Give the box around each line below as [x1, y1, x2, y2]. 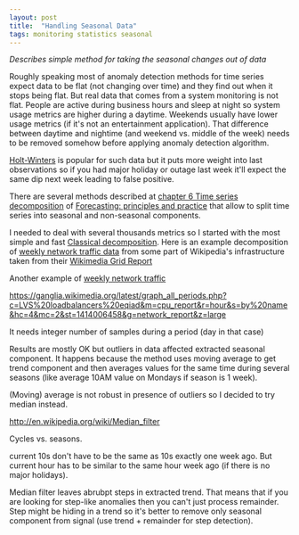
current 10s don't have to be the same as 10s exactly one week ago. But [9, 451, 273, 462]
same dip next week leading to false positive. [9, 174, 175, 185]
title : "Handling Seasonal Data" [9, 21, 138, 30]
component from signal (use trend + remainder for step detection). [9, 515, 254, 526]
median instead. [9, 399, 69, 410]
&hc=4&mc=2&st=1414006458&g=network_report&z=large [9, 309, 227, 320]
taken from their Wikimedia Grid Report [9, 256, 153, 267]
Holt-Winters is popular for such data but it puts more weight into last [9, 155, 263, 166]
